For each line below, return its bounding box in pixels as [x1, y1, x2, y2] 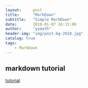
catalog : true [5, 36, 36, 41]
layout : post [5, 7, 42, 13]
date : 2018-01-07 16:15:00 [5, 21, 77, 27]
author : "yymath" [5, 26, 52, 32]
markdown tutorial [5, 64, 65, 73]
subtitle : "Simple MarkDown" [5, 17, 72, 22]
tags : [5, 41, 17, 46]
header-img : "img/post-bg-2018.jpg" [5, 31, 83, 36]
